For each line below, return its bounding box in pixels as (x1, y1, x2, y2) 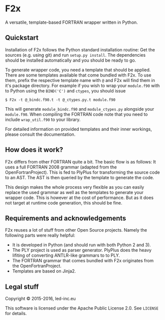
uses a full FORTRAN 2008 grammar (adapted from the (5, 164, 117, 170)
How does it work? (5, 146, 64, 154)
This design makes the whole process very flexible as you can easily (5, 184, 144, 190)
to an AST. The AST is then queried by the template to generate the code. (5, 174, 154, 180)
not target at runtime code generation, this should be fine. (5, 200, 123, 205)
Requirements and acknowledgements (5, 214, 127, 222)
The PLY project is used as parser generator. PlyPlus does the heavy (12, 247, 152, 253)
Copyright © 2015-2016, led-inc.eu (5, 296, 76, 302)
